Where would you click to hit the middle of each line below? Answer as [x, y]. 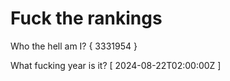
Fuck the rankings [86, 18]
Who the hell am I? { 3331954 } [74, 46]
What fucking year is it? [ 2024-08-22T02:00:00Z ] [116, 65]
